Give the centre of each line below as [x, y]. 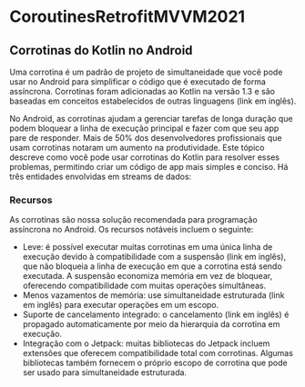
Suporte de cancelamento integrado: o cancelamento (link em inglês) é [156, 314]
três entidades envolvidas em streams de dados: [101, 176]
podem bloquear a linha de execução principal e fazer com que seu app [144, 128]
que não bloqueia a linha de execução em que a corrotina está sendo [152, 266]
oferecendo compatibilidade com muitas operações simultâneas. [144, 286]
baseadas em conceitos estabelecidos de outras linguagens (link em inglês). [153, 101]
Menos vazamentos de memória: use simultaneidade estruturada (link [153, 295]
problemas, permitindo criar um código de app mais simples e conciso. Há [149, 167]
